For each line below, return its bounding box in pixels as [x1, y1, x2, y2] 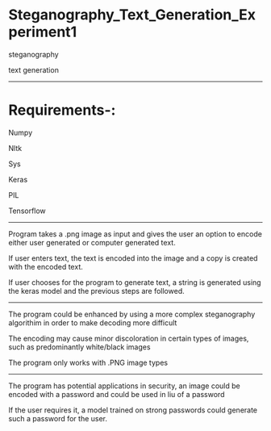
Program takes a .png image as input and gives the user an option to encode [8, 228, 262, 239]
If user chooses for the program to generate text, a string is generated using [8, 277, 261, 287]
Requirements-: [8, 101, 116, 119]
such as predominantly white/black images [8, 341, 151, 352]
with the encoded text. [8, 262, 83, 271]
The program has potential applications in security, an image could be [8, 381, 240, 391]
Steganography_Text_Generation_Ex [8, 6, 256, 24]
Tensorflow [8, 206, 46, 215]
